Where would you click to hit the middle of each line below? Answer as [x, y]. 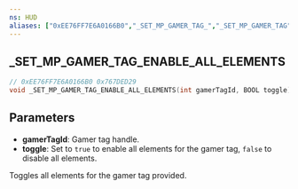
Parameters [42, 118]
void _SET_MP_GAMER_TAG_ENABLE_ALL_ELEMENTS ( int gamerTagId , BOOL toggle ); [152, 91]
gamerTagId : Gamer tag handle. [81, 139]
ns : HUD [24, 17]
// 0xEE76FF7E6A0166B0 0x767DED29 [73, 82]
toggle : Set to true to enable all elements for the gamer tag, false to [147, 148]
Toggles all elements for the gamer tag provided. [98, 175]
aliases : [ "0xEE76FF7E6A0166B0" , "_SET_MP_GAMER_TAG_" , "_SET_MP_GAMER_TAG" [150, 26]
